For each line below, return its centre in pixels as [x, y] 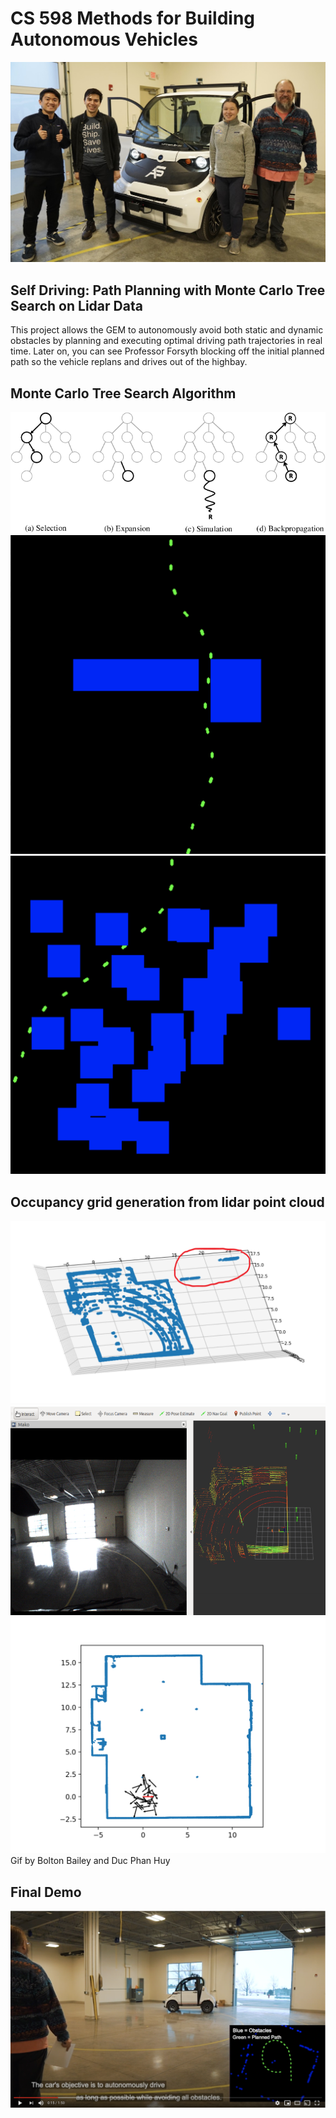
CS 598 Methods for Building [133, 18]
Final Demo [46, 1892]
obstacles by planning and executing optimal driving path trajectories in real [166, 341]
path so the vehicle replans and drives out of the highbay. [129, 362]
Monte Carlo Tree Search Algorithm [123, 393]
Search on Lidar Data [76, 305]
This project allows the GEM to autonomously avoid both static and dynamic [167, 330]
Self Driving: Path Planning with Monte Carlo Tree [168, 290]
